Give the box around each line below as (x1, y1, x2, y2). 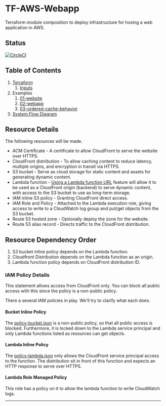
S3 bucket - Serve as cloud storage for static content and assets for (12, 169, 151, 175)
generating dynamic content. (12, 174, 72, 180)
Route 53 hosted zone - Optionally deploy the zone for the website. (12, 216, 149, 222)
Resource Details (5, 125, 59, 133)
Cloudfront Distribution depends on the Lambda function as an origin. (12, 254, 154, 260)
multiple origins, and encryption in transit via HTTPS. (12, 163, 120, 169)
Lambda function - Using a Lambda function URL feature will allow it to (12, 179, 157, 185)
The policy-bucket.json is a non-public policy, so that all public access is (5, 320, 153, 326)
